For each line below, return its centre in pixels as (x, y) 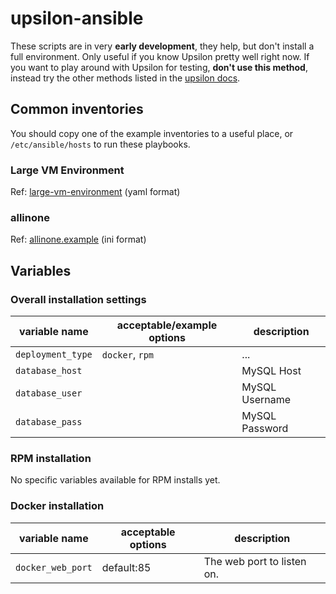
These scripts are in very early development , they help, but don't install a (162, 46)
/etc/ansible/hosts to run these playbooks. (100, 144)
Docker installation (57, 506)
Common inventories (77, 109)
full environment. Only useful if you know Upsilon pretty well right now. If (160, 56)
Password (265, 429)
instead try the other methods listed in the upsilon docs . (125, 78)
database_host (49, 371)
